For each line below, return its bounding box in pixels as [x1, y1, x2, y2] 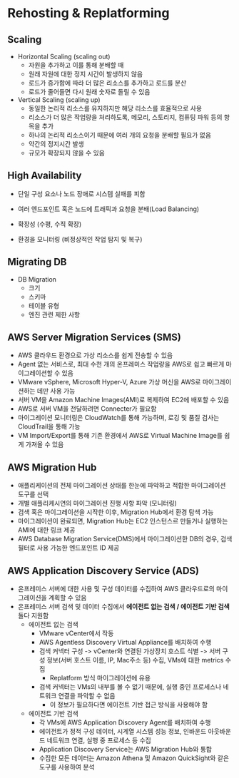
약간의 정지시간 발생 [28, 140, 84, 148]
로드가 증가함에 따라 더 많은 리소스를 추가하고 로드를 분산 [28, 78, 187, 87]
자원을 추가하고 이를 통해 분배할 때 [28, 61, 124, 69]
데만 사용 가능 [36, 387, 76, 395]
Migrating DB [7, 256, 67, 268]
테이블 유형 [28, 301, 59, 309]
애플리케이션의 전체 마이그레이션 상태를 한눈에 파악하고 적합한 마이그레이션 [17, 481, 226, 490]
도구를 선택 [17, 490, 49, 498]
